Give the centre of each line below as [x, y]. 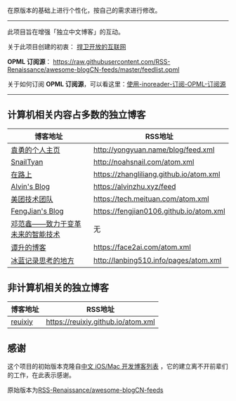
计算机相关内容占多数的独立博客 [77, 115]
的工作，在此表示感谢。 [41, 375]
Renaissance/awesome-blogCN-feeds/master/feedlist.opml [93, 70]
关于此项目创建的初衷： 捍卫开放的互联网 [67, 47]
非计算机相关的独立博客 [58, 288]
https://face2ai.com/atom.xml [142, 246]
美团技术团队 [32, 199]
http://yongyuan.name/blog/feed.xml [154, 150]
